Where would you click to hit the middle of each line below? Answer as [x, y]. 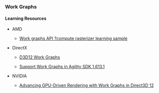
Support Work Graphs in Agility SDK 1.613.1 [62, 67]
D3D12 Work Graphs [40, 57]
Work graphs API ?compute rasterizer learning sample [73, 39]
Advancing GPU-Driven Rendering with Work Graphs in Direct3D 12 [87, 85]
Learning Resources [26, 18]
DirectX [20, 48]
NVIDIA [19, 76]
